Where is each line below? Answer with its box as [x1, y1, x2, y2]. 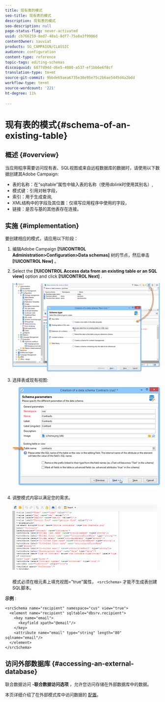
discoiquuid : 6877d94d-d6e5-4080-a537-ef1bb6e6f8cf [5, 65, 113, 70]
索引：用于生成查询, [12, 194, 53, 199]
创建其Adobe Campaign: [9, 171, 59, 177]
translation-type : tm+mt [5, 70, 56, 75]
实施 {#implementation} [5, 222, 80, 230]
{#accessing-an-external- [51, 660, 134, 668]
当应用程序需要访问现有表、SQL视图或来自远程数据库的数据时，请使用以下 [5, 165, 156, 170]
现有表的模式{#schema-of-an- [5, 119, 131, 130]
